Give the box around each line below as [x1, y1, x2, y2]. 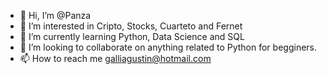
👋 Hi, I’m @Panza [19, 10, 92, 21]
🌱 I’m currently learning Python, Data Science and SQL [19, 31, 245, 42]
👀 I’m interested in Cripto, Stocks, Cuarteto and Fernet [19, 20, 243, 32]
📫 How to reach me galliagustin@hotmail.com [19, 53, 212, 64]
